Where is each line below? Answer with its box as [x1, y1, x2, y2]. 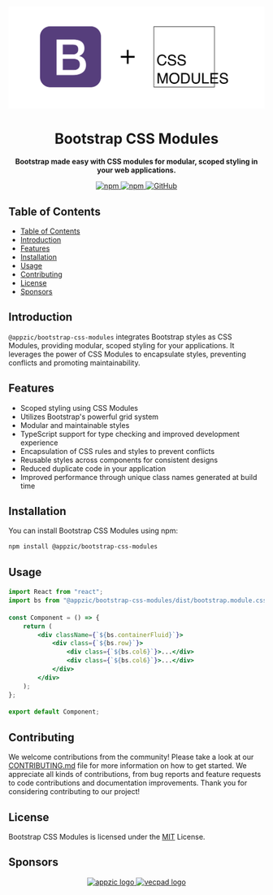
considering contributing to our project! [8, 787, 141, 797]
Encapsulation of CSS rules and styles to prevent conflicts [19, 446, 215, 456]
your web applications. [97, 165, 176, 175]
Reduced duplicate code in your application [19, 463, 167, 474]
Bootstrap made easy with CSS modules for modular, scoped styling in [15, 157, 258, 167]
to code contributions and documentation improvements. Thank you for [8, 778, 248, 788]
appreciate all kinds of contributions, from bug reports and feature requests [8, 770, 262, 779]
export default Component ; [8, 708, 100, 716]
